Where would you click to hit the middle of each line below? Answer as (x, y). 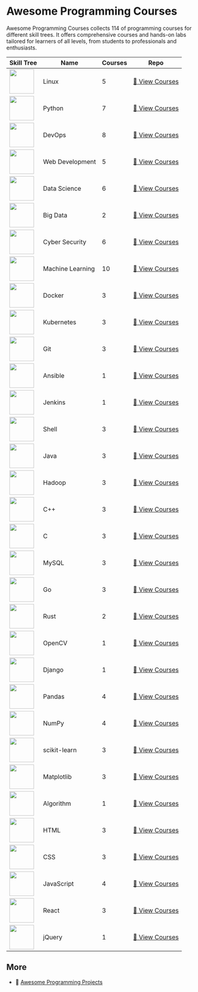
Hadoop (54, 482)
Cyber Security (65, 241)
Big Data (55, 215)
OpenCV (55, 643)
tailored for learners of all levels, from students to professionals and (92, 41)
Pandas (54, 696)
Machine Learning (69, 268)
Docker (53, 295)
